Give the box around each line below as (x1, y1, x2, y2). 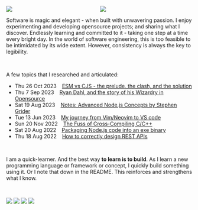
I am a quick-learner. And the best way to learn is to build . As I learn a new (6, 156, 189, 163)
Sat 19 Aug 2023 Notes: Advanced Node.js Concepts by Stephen (14, 101, 177, 108)
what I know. (6, 175, 37, 182)
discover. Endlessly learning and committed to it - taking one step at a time (6, 30, 188, 36)
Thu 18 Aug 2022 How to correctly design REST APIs (14, 133, 148, 140)
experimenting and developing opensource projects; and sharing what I (6, 23, 180, 30)
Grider (14, 108, 31, 115)
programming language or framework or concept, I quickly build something (6, 162, 189, 169)
